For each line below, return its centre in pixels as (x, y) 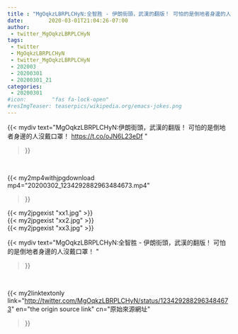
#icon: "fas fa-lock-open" (58, 100)
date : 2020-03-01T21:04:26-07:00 (68, 21)
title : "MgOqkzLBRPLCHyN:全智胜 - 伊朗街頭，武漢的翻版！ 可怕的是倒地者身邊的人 (119, 14)
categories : (25, 87)
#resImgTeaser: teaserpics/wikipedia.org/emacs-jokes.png (95, 106)
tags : (15, 40)
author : (19, 27)
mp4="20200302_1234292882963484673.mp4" (79, 185)
